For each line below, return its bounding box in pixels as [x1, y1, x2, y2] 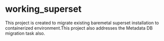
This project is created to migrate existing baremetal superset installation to [5, 20, 160, 26]
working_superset [5, 3, 82, 15]
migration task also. [5, 30, 46, 36]
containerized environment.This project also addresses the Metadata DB [5, 25, 153, 31]
